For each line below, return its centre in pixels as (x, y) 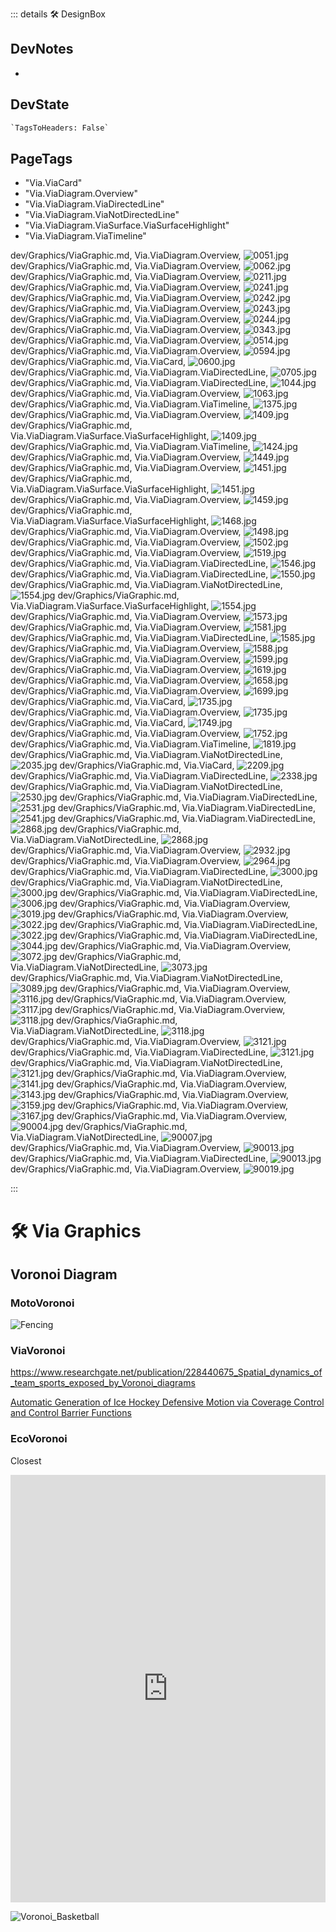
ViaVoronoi (38, 1351)
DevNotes (42, 49)
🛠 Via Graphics (76, 1230)
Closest (26, 1460)
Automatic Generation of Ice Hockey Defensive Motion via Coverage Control (167, 1402)
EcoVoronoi (39, 1439)
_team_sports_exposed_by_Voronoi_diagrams (103, 1383)
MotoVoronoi (42, 1303)
